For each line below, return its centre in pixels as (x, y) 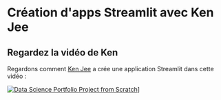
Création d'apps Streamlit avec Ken (110, 13)
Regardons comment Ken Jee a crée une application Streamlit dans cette (111, 69)
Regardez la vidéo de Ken (63, 52)
